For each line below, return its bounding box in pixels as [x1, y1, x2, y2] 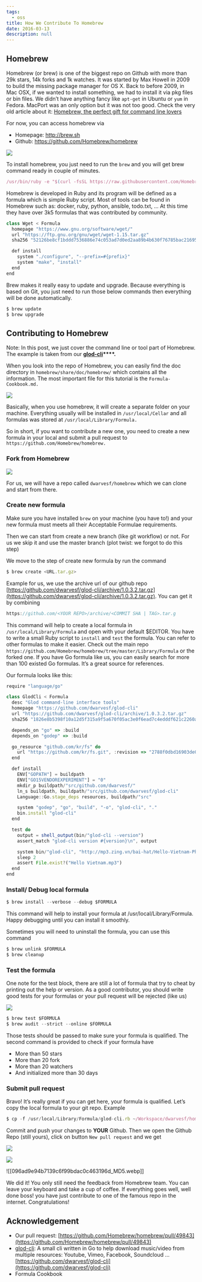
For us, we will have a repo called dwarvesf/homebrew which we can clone [6, 480, 187, 487]
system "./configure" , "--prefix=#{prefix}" [17, 254, 130, 260]
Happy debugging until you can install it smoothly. [6, 916, 130, 924]
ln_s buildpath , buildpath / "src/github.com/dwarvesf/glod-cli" [17, 788, 179, 794]
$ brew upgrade [6, 311, 44, 317]
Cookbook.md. [6, 381, 39, 387]
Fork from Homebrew [6, 454, 70, 463]
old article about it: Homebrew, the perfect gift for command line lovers [6, 108, 182, 115]
